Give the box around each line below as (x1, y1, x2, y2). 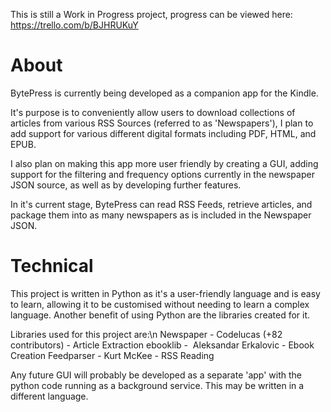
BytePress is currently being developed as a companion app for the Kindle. (10, 87, 319, 99)
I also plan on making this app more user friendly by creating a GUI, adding (10, 157, 319, 169)
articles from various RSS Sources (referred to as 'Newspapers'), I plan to (10, 117, 314, 129)
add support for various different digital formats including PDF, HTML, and (10, 127, 317, 139)
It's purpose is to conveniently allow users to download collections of (10, 106, 296, 118)
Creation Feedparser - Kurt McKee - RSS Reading (10, 349, 215, 361)
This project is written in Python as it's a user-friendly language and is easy (10, 287, 321, 299)
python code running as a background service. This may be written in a (10, 379, 305, 391)
